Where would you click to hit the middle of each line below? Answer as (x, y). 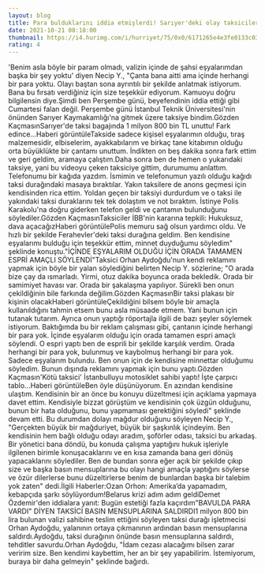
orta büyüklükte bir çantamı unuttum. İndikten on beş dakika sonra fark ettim (132, 151)
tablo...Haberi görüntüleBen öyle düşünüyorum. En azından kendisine (121, 386)
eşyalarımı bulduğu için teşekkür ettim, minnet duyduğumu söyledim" (120, 243)
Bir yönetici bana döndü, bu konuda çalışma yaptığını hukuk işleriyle (118, 444)
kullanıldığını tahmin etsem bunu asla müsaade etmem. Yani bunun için (123, 310)
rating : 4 (24, 45)
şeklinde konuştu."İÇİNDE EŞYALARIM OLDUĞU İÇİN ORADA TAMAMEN (125, 252)
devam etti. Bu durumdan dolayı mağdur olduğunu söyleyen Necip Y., (121, 419)
